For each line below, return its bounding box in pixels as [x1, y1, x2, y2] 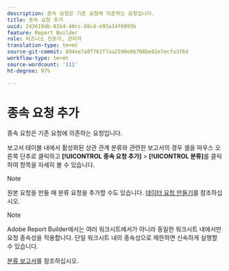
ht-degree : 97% [7, 67, 51, 74]
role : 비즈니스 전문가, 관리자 [7, 36, 82, 43]
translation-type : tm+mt [7, 42, 78, 49]
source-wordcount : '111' [7, 61, 78, 68]
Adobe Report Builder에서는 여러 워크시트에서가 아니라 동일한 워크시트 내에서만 [7, 225, 221, 233]
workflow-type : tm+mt [7, 55, 69, 62]
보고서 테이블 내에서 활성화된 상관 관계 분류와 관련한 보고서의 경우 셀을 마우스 [7, 143, 214, 152]
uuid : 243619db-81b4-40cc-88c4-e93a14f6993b [7, 23, 136, 30]
